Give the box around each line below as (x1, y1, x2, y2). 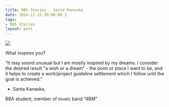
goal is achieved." (5, 76, 43, 82)
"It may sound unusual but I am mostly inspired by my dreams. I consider (5, 60, 158, 66)
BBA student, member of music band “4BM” (5, 96, 98, 102)
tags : (5, 17, 17, 22)
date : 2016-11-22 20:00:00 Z (5, 12, 67, 17)
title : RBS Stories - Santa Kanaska (5, 7, 83, 13)
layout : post (5, 26, 33, 32)
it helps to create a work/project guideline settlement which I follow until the (5, 71, 164, 77)
